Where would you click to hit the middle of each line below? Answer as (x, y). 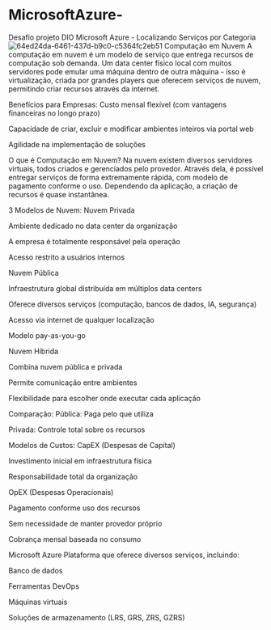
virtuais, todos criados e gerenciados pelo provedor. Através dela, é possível (136, 168)
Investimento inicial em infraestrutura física (80, 461)
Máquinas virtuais (38, 602)
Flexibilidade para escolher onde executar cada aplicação (104, 398)
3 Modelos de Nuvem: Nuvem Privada (72, 210)
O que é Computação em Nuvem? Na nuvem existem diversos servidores (131, 160)
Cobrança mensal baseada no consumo (75, 539)
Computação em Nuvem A (208, 45)
